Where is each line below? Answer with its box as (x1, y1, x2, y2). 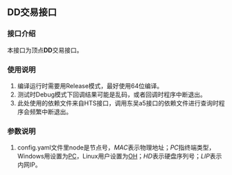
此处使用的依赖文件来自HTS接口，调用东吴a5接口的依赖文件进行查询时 (17, 99, 220, 107)
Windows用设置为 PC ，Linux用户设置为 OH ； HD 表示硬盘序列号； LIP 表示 (17, 152, 222, 161)
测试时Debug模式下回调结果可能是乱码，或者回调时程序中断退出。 (17, 90, 206, 99)
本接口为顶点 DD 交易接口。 (7, 45, 83, 54)
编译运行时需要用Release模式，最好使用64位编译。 (17, 81, 163, 90)
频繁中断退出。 (29, 107, 73, 116)
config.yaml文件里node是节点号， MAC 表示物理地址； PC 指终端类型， (17, 143, 215, 152)
